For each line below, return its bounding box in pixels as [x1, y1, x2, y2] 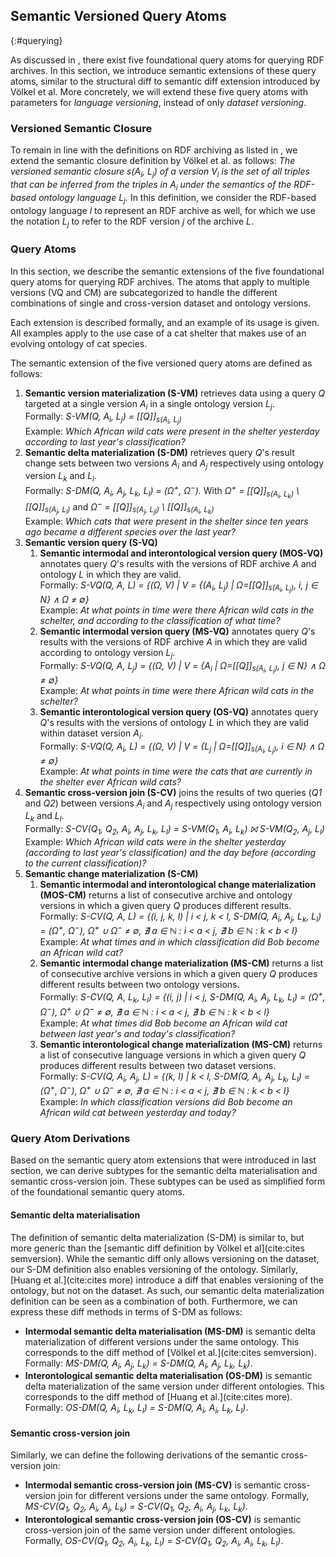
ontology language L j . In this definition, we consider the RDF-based [38, 191, 317, 206]
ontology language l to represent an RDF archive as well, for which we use [10, 204, 316, 216]
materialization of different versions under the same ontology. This [24, 1335, 300, 1348]
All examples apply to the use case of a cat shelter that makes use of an [10, 327, 307, 339]
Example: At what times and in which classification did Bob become [39, 936, 320, 948]
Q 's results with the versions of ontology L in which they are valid [39, 716, 310, 728]
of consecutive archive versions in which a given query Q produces [39, 968, 318, 980]
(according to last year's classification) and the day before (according [24, 847, 317, 859]
